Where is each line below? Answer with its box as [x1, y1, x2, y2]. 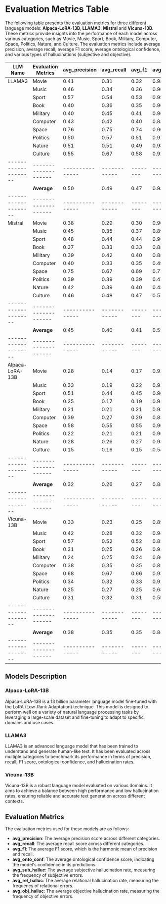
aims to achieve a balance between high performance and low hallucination [5, 788, 159, 794]
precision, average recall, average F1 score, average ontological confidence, [5, 46, 161, 52]
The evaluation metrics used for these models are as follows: [5, 826, 129, 832]
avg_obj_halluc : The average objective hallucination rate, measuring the [12, 888, 160, 894]
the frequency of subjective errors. [12, 872, 83, 878]
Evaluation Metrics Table [5, 3, 109, 15]
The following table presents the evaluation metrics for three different [5, 20, 147, 26]
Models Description [5, 672, 67, 681]
